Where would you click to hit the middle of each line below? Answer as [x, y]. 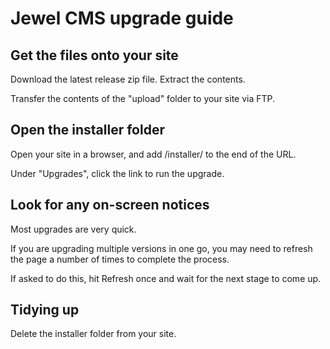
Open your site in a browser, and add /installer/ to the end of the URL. [153, 154]
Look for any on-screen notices [110, 205]
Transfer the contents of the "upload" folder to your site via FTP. [143, 98]
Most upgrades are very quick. [73, 229]
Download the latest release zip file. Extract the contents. [128, 79]
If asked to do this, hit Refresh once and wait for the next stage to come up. [166, 278]
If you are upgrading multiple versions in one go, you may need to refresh [161, 248]
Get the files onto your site [94, 55]
